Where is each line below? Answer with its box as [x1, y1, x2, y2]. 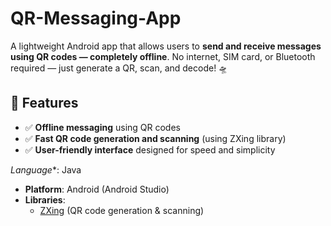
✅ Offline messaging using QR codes [24, 121, 181, 133]
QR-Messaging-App [10, 7, 182, 30]
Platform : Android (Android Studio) [24, 183, 170, 195]
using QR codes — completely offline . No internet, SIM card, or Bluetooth [10, 50, 316, 62]
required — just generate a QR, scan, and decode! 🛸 [10, 62, 228, 74]
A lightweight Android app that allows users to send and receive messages [10, 40, 322, 52]
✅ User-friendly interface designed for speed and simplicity [24, 143, 276, 156]
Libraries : [24, 193, 66, 206]
